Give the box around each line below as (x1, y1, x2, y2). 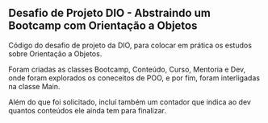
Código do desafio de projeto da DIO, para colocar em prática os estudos (8, 40, 253, 50)
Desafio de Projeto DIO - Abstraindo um (8, 6, 211, 20)
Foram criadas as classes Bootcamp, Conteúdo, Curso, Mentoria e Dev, (8, 64, 246, 74)
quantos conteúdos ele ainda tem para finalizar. (8, 105, 167, 115)
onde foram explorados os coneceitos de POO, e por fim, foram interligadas (8, 72, 261, 83)
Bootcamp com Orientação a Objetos (8, 19, 198, 33)
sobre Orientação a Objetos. (8, 48, 103, 59)
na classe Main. (8, 81, 61, 91)
